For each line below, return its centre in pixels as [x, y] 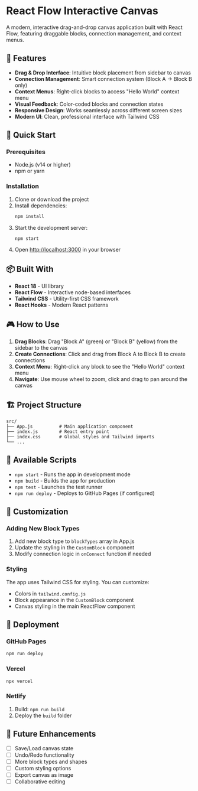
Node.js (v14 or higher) [43, 165]
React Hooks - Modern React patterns [61, 305]
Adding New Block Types [43, 529]
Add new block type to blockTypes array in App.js [74, 541]
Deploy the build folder [43, 715]
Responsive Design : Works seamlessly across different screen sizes [98, 110]
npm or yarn [30, 171]
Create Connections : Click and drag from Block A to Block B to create [100, 354]
